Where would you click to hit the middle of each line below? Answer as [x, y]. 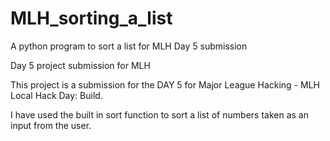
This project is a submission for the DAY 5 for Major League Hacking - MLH [165, 84]
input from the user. [51, 125]
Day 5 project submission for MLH [80, 65]
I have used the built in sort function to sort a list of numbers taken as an [159, 114]
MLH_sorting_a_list [91, 18]
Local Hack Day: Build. [56, 95]
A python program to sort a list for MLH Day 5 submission [129, 46]
